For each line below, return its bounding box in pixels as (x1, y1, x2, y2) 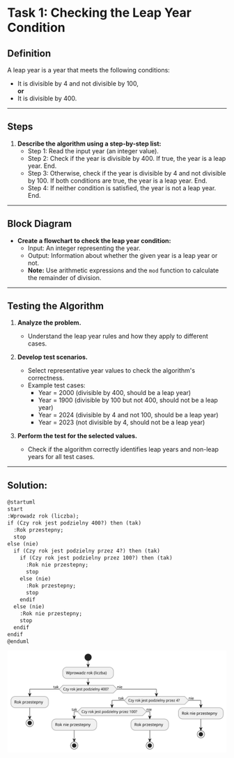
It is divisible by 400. (17, 94, 77, 102)
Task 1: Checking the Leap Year (7, 5, 192, 21)
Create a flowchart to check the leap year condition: (17, 236, 171, 245)
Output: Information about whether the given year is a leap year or (27, 251, 218, 259)
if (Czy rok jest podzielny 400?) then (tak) (7, 520, 141, 527)
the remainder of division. (27, 273, 102, 281)
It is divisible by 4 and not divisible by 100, (17, 79, 139, 88)
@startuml (7, 499, 36, 506)
